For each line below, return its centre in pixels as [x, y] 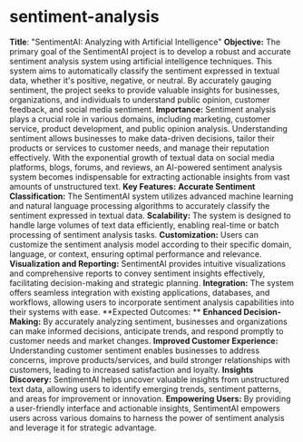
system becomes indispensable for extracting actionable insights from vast [150, 177]
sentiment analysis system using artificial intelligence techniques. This [141, 61]
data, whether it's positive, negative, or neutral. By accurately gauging [141, 80]
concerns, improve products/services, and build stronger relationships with [150, 359]
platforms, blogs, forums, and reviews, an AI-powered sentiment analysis [146, 167]
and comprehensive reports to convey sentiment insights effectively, [137, 273]
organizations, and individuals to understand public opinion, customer [140, 99]
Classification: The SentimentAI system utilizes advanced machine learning [151, 196]
